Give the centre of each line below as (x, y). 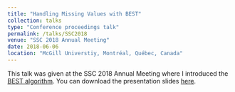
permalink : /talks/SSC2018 (47, 34)
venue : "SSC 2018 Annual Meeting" (59, 40)
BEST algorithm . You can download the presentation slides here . (102, 81)
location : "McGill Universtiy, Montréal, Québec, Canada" (95, 54)
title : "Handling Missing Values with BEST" (74, 14)
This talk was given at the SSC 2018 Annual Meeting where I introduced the (118, 73)
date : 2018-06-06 (33, 47)
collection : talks (35, 21)
